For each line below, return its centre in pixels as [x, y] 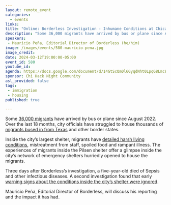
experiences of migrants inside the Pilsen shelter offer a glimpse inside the [83, 150]
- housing [18, 95]
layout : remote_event [28, 10]
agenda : [13, 72]
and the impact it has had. [33, 197]
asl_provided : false [27, 81]
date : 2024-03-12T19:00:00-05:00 [41, 57]
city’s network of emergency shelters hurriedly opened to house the [77, 156]
